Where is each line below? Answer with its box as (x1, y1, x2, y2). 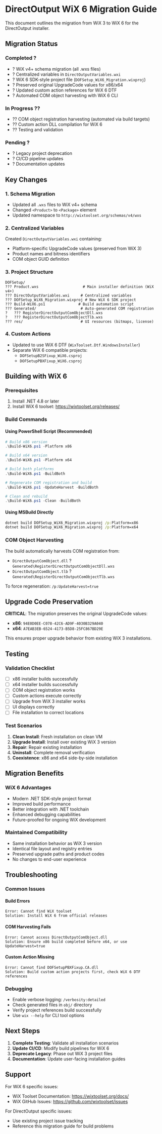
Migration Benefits (5, 769, 64, 778)
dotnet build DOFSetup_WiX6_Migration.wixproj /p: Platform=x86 (5, 520, 139, 525)
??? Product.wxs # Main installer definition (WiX (5, 284, 154, 289)
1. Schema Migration (5, 190, 55, 197)
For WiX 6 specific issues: (5, 1083, 58, 1089)
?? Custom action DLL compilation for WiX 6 (12, 121, 103, 127)
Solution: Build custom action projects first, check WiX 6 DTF (5, 969, 141, 974)
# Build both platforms (5, 467, 54, 472)
